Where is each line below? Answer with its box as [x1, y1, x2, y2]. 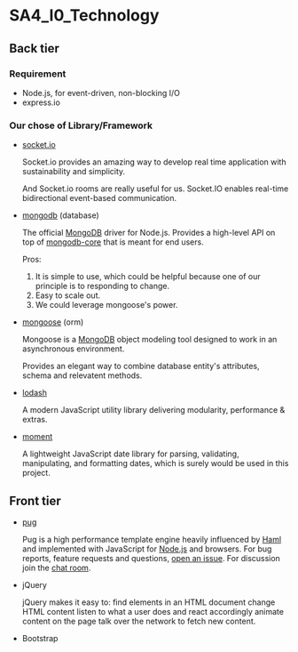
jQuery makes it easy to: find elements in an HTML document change [21, 597, 276, 608]
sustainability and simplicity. [21, 166, 126, 177]
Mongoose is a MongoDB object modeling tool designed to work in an [21, 334, 278, 345]
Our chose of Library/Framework [9, 119, 153, 132]
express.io [21, 97, 60, 108]
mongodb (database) [21, 210, 99, 221]
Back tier [9, 41, 60, 56]
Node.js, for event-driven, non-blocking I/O [21, 87, 180, 98]
